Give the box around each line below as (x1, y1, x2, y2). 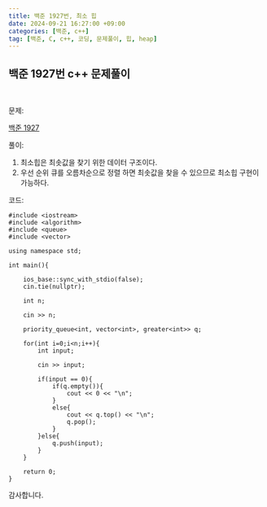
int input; (37, 347, 75, 355)
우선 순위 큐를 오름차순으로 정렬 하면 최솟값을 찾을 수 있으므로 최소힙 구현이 (20, 168, 260, 177)
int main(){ (8, 261, 49, 269)
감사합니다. (8, 490, 44, 500)
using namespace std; (8, 247, 82, 256)
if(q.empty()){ (51, 382, 104, 391)
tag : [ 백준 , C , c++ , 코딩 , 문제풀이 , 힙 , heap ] (8, 34, 157, 43)
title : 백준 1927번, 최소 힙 (8, 11, 98, 20)
